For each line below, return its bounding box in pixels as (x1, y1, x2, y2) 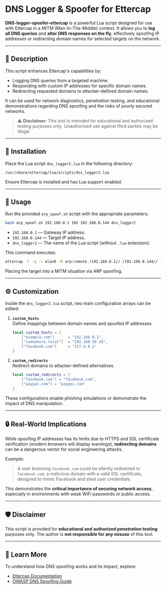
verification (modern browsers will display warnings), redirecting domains (5, 441, 157, 447)
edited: (5, 305, 20, 311)
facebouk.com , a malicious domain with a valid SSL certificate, (17, 471, 142, 476)
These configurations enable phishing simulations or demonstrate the (5, 395, 147, 401)
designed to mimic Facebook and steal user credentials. (17, 476, 131, 482)
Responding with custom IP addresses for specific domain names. (12, 83, 147, 89)
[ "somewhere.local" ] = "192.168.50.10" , (21, 339, 108, 344)
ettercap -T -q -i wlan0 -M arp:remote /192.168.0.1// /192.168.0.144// (5, 259, 158, 264)
